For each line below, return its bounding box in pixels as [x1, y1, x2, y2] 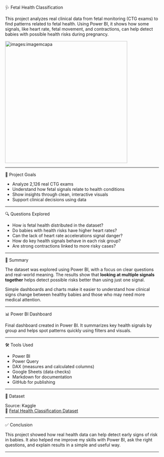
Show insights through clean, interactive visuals [12, 191, 108, 197]
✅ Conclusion [5, 422, 33, 428]
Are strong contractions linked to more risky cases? [12, 243, 116, 249]
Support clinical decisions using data [12, 197, 87, 202]
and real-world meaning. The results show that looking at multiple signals [5, 272, 155, 277]
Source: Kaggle [5, 403, 36, 408]
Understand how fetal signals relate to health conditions [12, 187, 125, 192]
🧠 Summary [5, 257, 29, 263]
